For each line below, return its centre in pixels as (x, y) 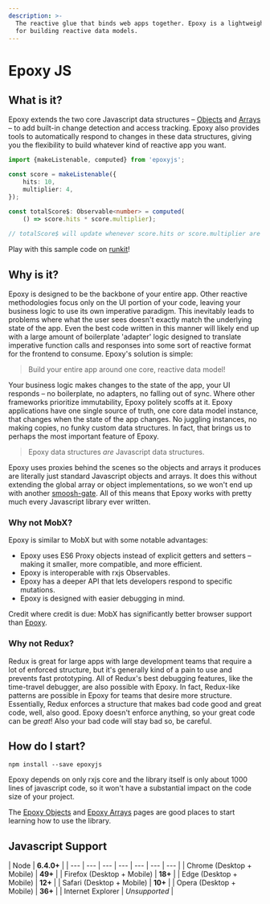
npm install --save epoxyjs (55, 765)
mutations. (37, 590)
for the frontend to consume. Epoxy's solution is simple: (101, 354)
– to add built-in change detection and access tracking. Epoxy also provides (134, 128)
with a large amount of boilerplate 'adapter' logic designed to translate (125, 337)
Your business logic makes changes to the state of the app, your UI (119, 385)
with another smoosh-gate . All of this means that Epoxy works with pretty (130, 493)
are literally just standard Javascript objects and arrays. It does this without (133, 477)
